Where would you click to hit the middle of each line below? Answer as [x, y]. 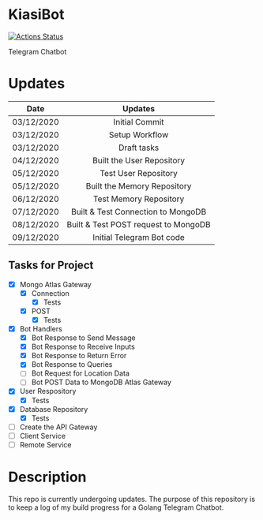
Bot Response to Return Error [79, 356]
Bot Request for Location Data [81, 373]
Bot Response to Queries [72, 365]
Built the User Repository [139, 160]
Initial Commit [139, 122]
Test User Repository [139, 173]
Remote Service [46, 444]
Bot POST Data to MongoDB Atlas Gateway [101, 382]
